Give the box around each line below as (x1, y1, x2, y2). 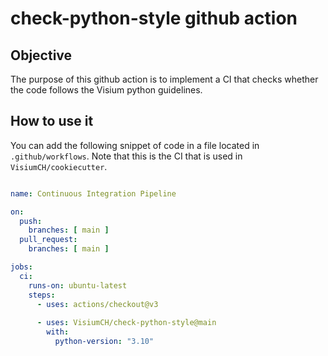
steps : (28, 290, 56, 300)
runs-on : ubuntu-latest (28, 280, 128, 291)
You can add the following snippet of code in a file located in (10, 139, 260, 151)
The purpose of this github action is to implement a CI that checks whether (10, 73, 319, 85)
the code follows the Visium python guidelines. (10, 84, 203, 96)
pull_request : (19, 235, 78, 245)
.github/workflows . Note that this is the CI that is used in (10, 150, 243, 162)
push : (19, 216, 43, 226)
